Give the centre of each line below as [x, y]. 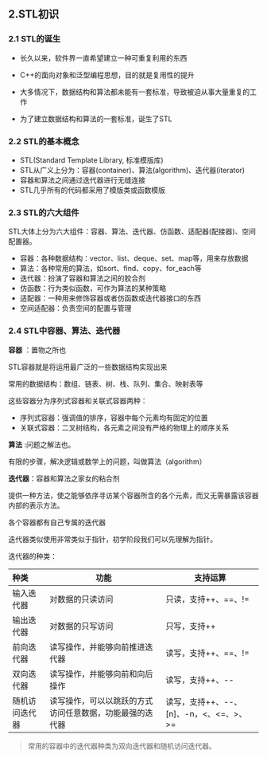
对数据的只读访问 [81, 599]
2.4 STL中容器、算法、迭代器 [64, 331]
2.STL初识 [34, 14]
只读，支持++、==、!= [208, 599]
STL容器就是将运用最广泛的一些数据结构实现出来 [88, 367]
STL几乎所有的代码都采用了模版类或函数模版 [92, 190]
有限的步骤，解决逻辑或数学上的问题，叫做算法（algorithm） [107, 461]
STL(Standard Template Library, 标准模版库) [92, 160]
